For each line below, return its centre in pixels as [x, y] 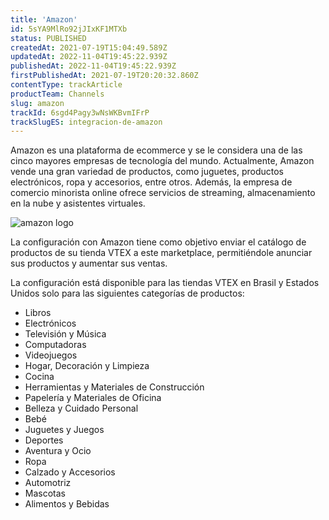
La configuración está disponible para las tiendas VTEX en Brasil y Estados [165, 283]
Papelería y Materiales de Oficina [93, 398]
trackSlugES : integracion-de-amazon [86, 122]
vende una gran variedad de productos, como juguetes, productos [147, 172]
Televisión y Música [65, 334]
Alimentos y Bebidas [67, 504]
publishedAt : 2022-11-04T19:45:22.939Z [93, 66]
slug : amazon [37, 103]
